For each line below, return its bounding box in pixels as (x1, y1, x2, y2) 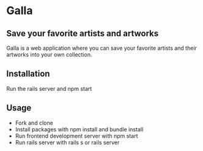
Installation (6, 69, 50, 79)
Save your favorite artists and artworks (6, 28, 159, 39)
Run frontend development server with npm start (15, 132, 139, 139)
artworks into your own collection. (6, 51, 92, 58)
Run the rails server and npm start (6, 85, 92, 92)
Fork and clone (15, 119, 53, 126)
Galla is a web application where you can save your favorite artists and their (6, 44, 197, 52)
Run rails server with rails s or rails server (15, 139, 120, 146)
